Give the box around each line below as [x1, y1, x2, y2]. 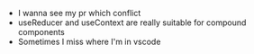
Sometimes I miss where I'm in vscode [17, 36, 161, 47]
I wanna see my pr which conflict [17, 8, 141, 18]
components [17, 27, 65, 37]
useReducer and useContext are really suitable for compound [17, 17, 247, 28]
